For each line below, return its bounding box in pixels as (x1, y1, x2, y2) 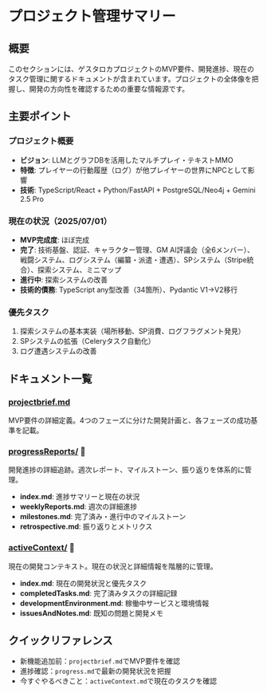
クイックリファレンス (8, 633, 113, 647)
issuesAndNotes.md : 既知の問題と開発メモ (19, 608, 163, 618)
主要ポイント (8, 109, 72, 124)
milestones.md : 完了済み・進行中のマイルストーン (19, 512, 187, 522)
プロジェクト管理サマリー (8, 7, 177, 26)
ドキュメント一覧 (8, 372, 92, 385)
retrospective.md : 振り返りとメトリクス (19, 522, 153, 531)
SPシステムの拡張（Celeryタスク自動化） (19, 337, 155, 346)
